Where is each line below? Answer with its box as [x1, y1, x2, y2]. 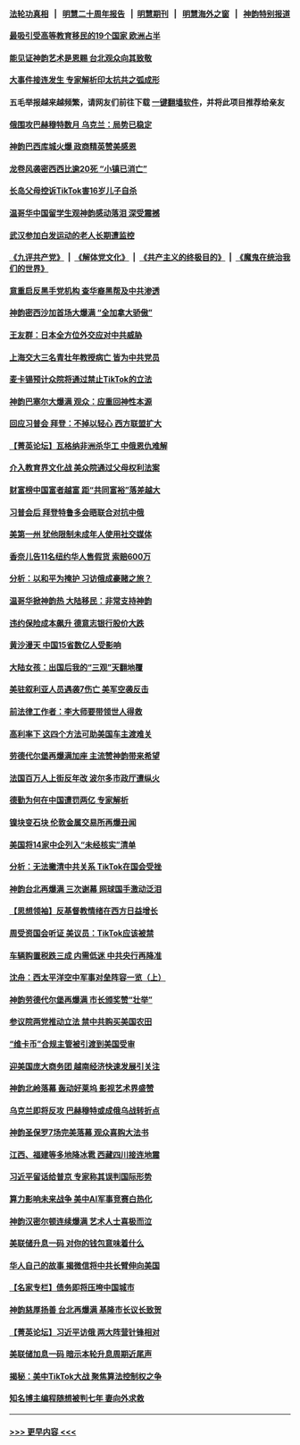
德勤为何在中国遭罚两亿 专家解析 [9, 795, 129, 806]
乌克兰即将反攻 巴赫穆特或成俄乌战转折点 [9, 1105, 161, 1116]
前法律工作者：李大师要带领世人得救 [9, 706, 143, 716]
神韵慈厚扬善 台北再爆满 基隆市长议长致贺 [9, 1304, 162, 1315]
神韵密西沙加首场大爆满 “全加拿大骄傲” [9, 307, 154, 318]
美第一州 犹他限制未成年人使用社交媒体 [9, 529, 153, 540]
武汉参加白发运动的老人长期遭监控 [9, 229, 135, 241]
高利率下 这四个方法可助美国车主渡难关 [9, 728, 153, 739]
